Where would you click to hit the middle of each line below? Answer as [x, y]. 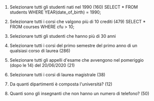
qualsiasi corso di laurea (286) [40, 51]
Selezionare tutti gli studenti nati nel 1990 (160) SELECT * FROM [74, 7]
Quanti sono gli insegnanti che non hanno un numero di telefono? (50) [79, 93]
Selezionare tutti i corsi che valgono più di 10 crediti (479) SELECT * [78, 22]
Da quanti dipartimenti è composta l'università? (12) [61, 84]
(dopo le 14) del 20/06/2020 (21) [42, 65]
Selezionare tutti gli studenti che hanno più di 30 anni [63, 36]
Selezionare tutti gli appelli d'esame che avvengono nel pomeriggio [77, 60]
